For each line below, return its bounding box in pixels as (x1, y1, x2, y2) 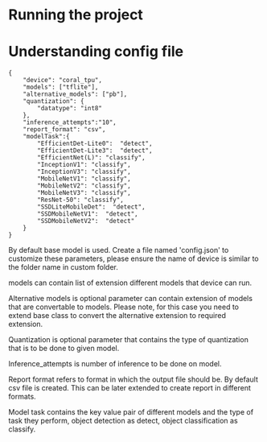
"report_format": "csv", (23, 126, 106, 134)
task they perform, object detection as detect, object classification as (8, 416, 239, 426)
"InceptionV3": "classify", (37, 167, 131, 176)
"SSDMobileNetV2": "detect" (37, 217, 135, 225)
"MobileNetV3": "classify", (37, 189, 131, 197)
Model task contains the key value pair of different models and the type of (8, 407, 254, 417)
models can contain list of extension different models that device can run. (8, 278, 253, 287)
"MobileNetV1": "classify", (37, 175, 131, 183)
